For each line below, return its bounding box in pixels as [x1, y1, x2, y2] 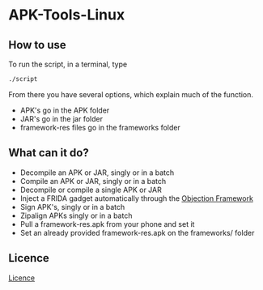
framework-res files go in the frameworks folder [19, 122, 180, 132]
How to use [8, 38, 66, 52]
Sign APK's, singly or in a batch [19, 202, 125, 211]
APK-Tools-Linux [8, 6, 125, 24]
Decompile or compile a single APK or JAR [19, 185, 162, 194]
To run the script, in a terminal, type [8, 59, 128, 69]
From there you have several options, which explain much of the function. [8, 89, 253, 99]
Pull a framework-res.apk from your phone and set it [19, 219, 195, 228]
